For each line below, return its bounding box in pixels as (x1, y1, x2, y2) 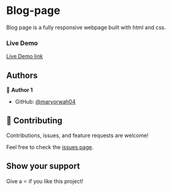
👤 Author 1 (6, 86, 33, 94)
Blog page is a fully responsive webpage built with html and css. (6, 24, 166, 31)
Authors (6, 70, 38, 81)
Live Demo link (6, 53, 43, 60)
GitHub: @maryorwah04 (14, 98, 76, 106)
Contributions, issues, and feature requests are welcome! (6, 132, 149, 139)
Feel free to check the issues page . (6, 143, 94, 150)
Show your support (6, 161, 80, 172)
